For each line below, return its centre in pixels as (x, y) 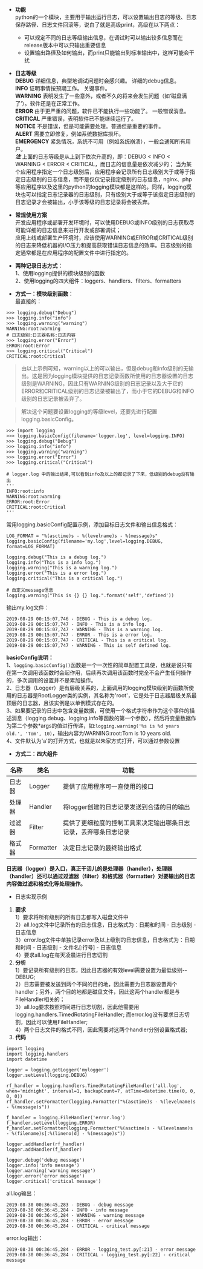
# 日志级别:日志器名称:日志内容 (41, 335)
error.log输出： (25, 1238)
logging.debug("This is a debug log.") (56, 557)
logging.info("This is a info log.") (54, 563)
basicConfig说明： (30, 658)
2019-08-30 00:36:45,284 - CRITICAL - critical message (78, 1226)
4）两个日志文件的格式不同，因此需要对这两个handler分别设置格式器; (101, 1030)
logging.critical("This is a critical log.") (64, 578)
